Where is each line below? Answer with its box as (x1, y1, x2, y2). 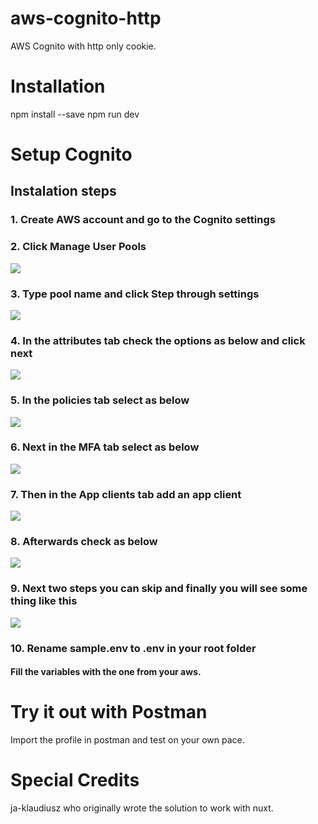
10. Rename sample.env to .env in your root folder (10, 641, 257, 655)
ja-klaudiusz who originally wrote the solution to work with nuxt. (10, 802, 274, 814)
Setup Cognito (10, 143, 133, 166)
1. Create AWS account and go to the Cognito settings (10, 213, 276, 227)
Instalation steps (10, 183, 117, 200)
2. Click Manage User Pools (10, 240, 147, 254)
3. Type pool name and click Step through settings (10, 287, 260, 301)
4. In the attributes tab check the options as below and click (10, 333, 306, 347)
